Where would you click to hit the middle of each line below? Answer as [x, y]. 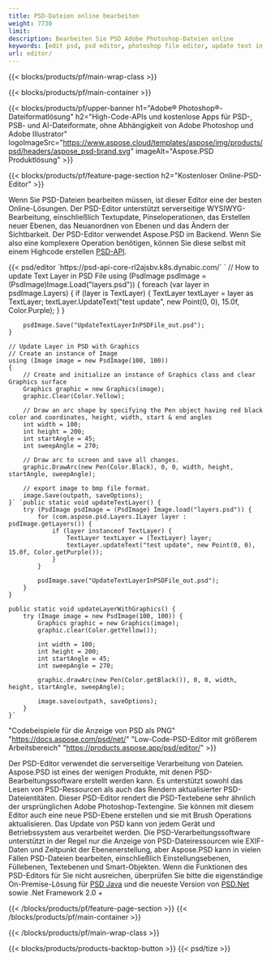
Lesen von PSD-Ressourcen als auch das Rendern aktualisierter [115, 789]
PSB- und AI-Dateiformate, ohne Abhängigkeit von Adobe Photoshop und [131, 125]
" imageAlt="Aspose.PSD [172, 151]
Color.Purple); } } [37, 310]
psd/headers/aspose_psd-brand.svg [70, 151]
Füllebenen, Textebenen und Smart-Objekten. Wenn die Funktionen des [128, 867]
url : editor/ [30, 54]
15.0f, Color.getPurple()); [56, 552]
